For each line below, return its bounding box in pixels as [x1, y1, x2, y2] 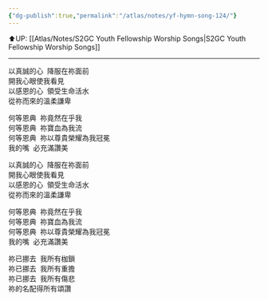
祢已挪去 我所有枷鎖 [8, 253, 76, 263]
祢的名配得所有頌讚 [8, 283, 72, 293]
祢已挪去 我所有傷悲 [8, 273, 76, 283]
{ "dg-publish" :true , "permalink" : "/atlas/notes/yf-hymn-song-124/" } [8, 11, 238, 20]
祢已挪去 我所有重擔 [8, 263, 76, 273]
